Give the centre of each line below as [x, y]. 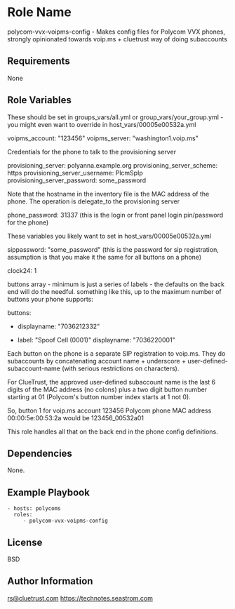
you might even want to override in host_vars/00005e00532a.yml [102, 124]
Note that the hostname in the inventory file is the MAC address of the [108, 194]
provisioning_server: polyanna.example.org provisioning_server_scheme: [113, 165]
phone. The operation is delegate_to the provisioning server [94, 201]
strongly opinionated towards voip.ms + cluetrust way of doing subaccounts [117, 39]
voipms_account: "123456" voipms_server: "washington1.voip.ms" [103, 138]
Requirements [39, 61]
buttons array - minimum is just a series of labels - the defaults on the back [116, 284]
